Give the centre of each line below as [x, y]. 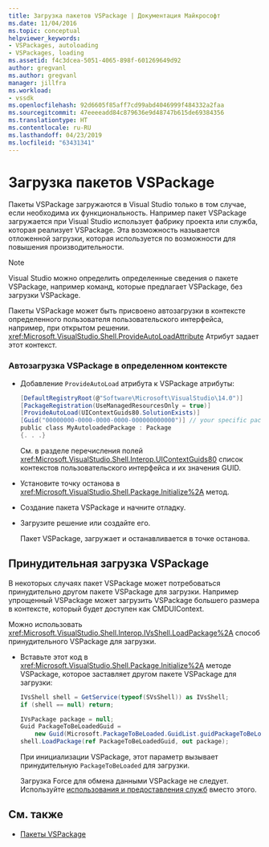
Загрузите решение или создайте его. [85, 523]
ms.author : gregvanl [43, 75]
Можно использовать [45, 624]
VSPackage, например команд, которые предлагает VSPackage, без [126, 287]
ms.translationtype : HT [48, 120]
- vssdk [21, 98]
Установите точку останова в [70, 483]
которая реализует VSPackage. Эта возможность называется [114, 230]
